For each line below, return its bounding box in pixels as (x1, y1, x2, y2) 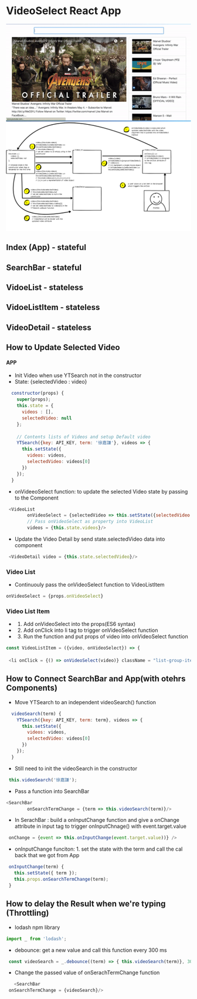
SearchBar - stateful (6, 262, 82, 272)
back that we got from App (14, 852, 80, 859)
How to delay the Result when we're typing (6, 899, 166, 909)
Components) (6, 683, 57, 693)
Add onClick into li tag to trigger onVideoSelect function (23, 627, 158, 634)
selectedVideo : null (21, 415, 72, 421)
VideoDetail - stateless (6, 322, 92, 332)
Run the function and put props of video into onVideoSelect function (23, 633, 189, 640)
